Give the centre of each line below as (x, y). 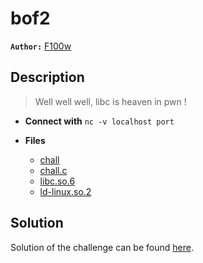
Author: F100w (41, 46)
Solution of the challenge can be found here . (102, 247)
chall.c (53, 170)
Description (47, 77)
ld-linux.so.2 (65, 191)
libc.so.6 (57, 181)
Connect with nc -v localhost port (99, 121)
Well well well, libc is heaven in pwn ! (110, 101)
